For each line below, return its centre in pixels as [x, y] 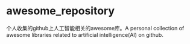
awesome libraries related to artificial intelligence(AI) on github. [85, 34]
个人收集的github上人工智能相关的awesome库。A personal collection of [95, 28]
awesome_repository [61, 11]
